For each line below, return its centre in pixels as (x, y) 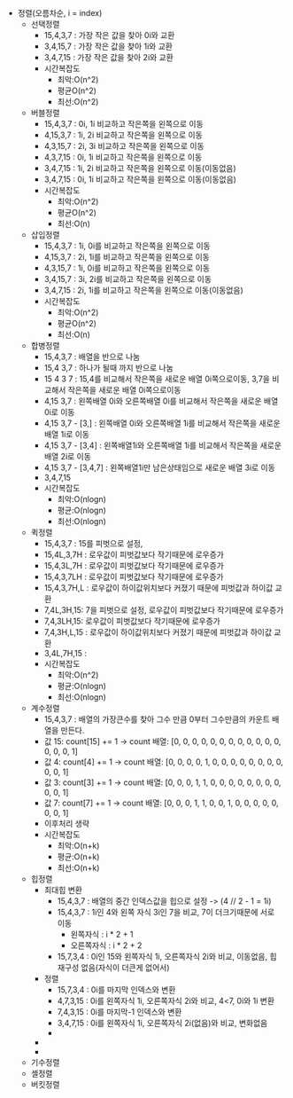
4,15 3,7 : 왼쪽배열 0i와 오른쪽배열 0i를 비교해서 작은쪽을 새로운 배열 (161, 401)
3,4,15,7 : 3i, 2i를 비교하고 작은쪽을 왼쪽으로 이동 (128, 279)
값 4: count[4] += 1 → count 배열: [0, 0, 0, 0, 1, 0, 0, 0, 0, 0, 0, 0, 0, (163, 762)
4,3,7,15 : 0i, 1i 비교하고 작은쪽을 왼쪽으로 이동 (123, 157)
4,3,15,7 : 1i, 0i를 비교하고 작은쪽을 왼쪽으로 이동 (127, 268)
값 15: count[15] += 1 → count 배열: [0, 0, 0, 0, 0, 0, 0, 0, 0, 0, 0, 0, (162, 741)
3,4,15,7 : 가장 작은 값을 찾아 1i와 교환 (108, 46)
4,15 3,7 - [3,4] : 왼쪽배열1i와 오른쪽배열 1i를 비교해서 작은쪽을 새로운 (162, 445)
